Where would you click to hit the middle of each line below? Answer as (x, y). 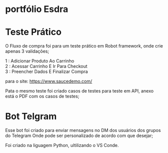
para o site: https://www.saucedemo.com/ (49, 81)
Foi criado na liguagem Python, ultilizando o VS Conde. (62, 145)
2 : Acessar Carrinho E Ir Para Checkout (46, 66)
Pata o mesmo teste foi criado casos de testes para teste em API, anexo (79, 91)
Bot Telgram (31, 116)
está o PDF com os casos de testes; (42, 96)
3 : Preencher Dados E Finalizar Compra (47, 71)
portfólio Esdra (37, 9)
